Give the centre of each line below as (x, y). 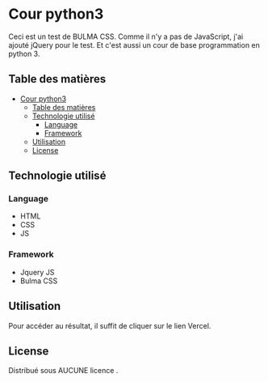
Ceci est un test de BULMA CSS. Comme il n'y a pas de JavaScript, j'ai (126, 36)
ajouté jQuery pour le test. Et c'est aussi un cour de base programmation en (134, 45)
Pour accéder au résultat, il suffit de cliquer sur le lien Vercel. (110, 325)
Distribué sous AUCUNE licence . (63, 371)
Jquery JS (37, 272)
